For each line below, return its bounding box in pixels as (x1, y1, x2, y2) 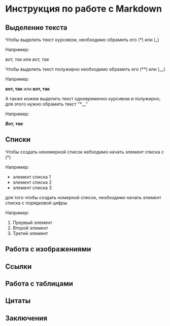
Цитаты (5, 297, 31, 305)
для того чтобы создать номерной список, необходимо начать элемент (5, 194, 161, 200)
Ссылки (5, 262, 32, 271)
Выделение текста (5, 23, 67, 32)
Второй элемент (12, 225, 48, 231)
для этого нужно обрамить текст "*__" (5, 101, 88, 107)
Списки (5, 135, 31, 144)
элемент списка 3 (12, 185, 52, 191)
